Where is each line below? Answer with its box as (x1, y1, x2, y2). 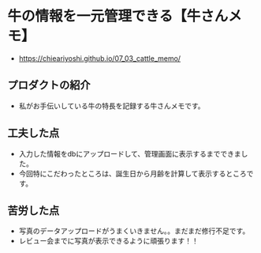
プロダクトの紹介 (7, 78, 91, 92)
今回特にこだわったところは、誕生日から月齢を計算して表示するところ (18, 168, 248, 178)
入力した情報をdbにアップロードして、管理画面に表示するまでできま (18, 149, 241, 158)
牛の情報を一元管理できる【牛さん (7, 7, 229, 25)
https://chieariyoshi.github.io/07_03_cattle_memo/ (18, 53, 181, 63)
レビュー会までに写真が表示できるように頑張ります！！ (18, 236, 199, 246)
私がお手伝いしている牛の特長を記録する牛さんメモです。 (18, 100, 205, 111)
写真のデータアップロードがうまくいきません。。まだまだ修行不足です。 (18, 226, 250, 236)
